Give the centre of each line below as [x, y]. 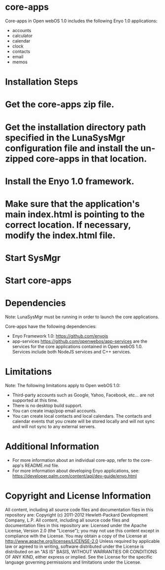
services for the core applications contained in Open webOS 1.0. [77, 347]
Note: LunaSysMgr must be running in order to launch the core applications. [82, 317]
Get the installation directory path [76, 127]
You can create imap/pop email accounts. [54, 411]
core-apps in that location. [91, 158]
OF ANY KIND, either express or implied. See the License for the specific [79, 557]
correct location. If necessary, [68, 225]
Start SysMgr [33, 258]
